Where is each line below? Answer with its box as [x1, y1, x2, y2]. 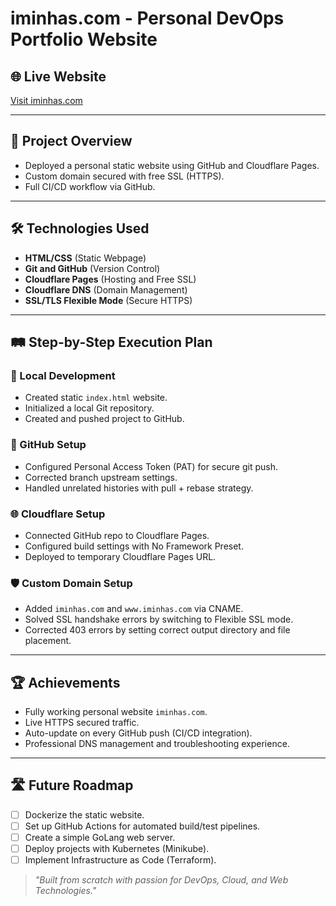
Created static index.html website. [24, 392, 168, 404]
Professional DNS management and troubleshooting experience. [24, 738, 290, 750]
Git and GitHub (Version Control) [24, 262, 161, 274]
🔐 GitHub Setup [10, 438, 87, 452]
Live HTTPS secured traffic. [24, 717, 140, 729]
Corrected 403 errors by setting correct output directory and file [24, 624, 291, 636]
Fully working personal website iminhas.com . [24, 706, 208, 718]
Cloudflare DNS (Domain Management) [24, 283, 188, 296]
